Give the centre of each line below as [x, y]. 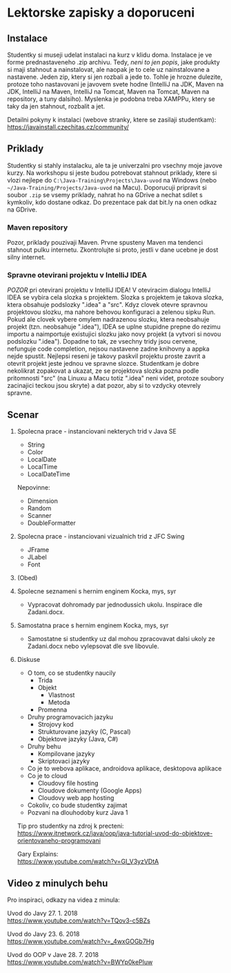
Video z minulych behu [58, 883]
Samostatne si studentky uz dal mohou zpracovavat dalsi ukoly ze [121, 639]
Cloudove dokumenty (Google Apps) [90, 790]
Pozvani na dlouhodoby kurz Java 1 [78, 813]
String [36, 445]
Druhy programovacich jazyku [70, 717]
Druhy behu [44, 747]
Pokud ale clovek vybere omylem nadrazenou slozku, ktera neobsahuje [108, 319]
